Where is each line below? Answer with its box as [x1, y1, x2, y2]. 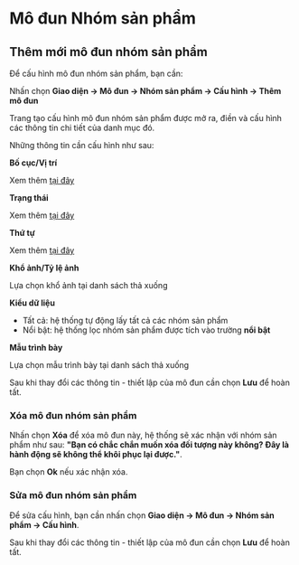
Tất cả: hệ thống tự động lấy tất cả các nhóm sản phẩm [22, 315, 229, 325]
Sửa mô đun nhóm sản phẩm [9, 489, 137, 502]
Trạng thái [9, 193, 49, 202]
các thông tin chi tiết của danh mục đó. [9, 122, 155, 133]
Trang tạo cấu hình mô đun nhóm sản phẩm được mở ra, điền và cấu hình [9, 113, 283, 123]
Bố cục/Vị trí [9, 157, 58, 168]
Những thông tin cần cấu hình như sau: [9, 140, 154, 150]
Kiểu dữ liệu [9, 297, 56, 308]
